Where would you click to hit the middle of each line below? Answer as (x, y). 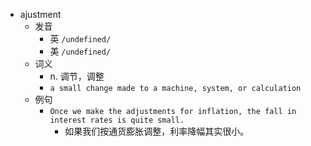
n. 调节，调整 (77, 76)
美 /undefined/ (80, 51)
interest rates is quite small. (117, 120)
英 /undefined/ (80, 38)
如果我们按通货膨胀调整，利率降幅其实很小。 (157, 131)
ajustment (40, 14)
